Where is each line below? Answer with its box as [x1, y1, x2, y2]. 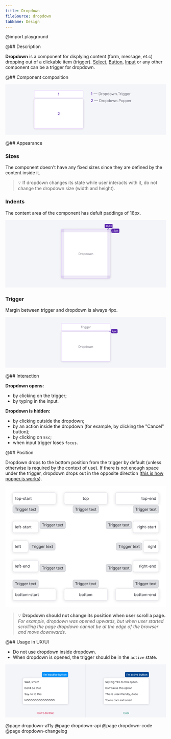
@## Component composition [5, 74, 69, 80]
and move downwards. [17, 629, 66, 635]
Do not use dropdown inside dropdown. [12, 649, 96, 655]
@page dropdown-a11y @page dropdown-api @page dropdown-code [5, 722, 153, 728]
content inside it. [5, 170, 41, 176]
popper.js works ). [5, 475, 42, 481]
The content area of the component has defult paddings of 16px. [5, 210, 141, 216]
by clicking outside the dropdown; [12, 418, 85, 424]
